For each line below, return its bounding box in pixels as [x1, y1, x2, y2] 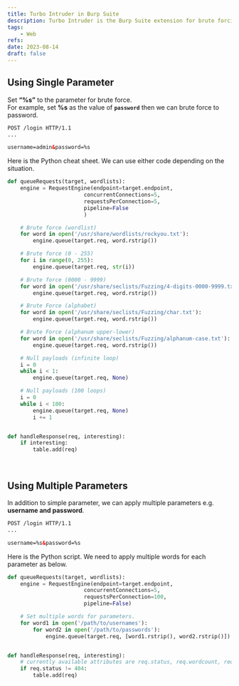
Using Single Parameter [7, 76, 115, 89]
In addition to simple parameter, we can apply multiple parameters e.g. [7, 499, 215, 506]
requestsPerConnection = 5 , [83, 197, 161, 205]
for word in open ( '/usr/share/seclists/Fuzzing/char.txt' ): [20, 309, 202, 316]
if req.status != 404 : [20, 665, 87, 672]
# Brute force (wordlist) [20, 224, 97, 232]
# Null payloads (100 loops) [20, 388, 107, 395]
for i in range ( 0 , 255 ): [20, 257, 94, 264]
